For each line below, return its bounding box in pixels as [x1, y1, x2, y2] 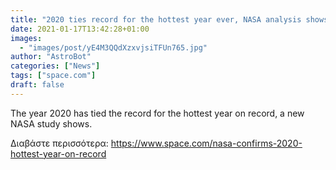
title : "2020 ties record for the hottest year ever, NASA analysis [10, 14, 302, 25]
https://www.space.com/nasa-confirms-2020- [110, 137, 303, 149]
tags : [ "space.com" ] [10, 71, 97, 81]
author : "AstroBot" [10, 52, 92, 62]
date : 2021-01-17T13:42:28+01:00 [10, 24, 150, 34]
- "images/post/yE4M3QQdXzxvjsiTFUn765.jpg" [19, 42, 208, 53]
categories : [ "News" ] [10, 61, 101, 71]
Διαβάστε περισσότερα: [10, 137, 109, 149]
